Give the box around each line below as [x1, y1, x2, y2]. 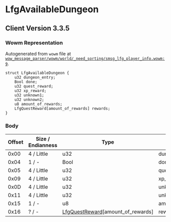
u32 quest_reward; [14, 84, 53, 89]
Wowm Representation [5, 39, 63, 46]
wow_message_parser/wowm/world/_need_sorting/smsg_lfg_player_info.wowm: [5, 56, 165, 61]
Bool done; [14, 79, 38, 85]
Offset [8, 138, 24, 146]
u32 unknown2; [14, 97, 44, 102]
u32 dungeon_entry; [14, 75, 56, 80]
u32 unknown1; [14, 93, 44, 98]
